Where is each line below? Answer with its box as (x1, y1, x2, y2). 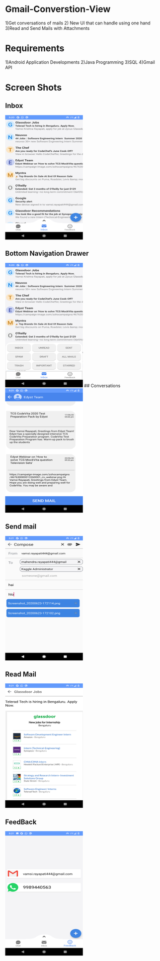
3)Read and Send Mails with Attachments (5, 25, 90, 31)
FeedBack (5, 818, 37, 826)
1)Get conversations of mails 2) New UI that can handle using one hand (5, 20, 151, 26)
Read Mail (5, 670, 36, 678)
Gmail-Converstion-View (5, 3, 111, 15)
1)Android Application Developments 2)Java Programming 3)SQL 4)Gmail (5, 59, 155, 65)
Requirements (5, 43, 65, 54)
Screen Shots (5, 82, 62, 93)
